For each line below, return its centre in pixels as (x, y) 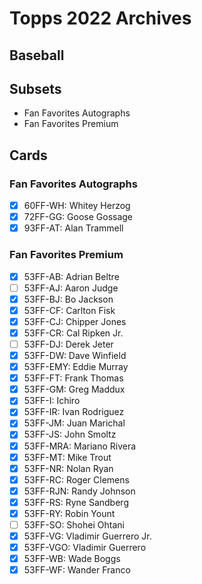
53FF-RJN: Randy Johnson (79, 491)
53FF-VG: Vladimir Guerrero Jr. (87, 536)
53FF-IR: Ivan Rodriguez (74, 412)
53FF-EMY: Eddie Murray (76, 367)
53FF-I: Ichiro (52, 401)
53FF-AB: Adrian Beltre (71, 276)
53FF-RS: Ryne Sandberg (76, 502)
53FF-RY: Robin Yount (69, 513)
